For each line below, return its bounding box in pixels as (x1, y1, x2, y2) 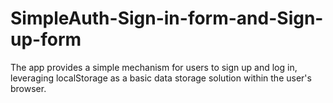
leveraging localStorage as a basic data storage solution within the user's (10, 72, 312, 84)
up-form (10, 28, 82, 51)
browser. (10, 82, 47, 94)
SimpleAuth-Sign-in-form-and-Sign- (10, 7, 324, 30)
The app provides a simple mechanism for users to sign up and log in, (10, 61, 298, 73)
